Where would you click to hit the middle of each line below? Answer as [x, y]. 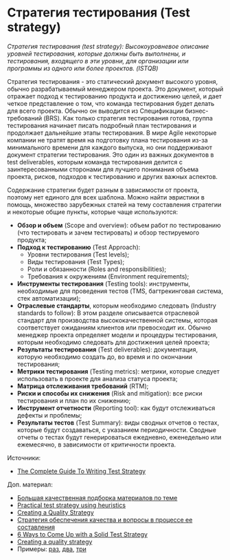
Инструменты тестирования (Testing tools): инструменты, [104, 283]
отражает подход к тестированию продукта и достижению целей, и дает [114, 96]
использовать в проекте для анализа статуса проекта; [97, 378]
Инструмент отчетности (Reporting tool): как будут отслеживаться [116, 408]
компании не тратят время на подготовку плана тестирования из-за [107, 140]
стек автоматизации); [49, 298]
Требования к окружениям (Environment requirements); [108, 276]
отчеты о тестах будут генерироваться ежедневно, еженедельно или [119, 437]
